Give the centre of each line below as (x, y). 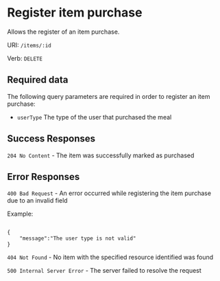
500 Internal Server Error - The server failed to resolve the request (105, 271)
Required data (38, 80)
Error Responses (44, 177)
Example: (20, 214)
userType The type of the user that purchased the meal (94, 117)
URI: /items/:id (29, 45)
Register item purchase (75, 13)
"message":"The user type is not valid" (78, 238)
